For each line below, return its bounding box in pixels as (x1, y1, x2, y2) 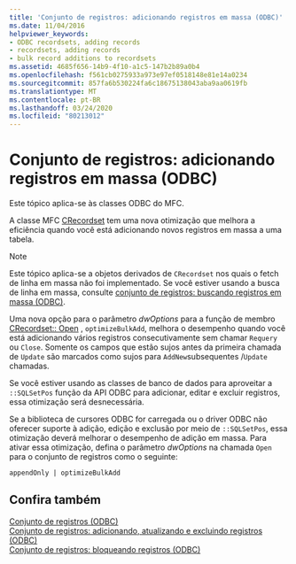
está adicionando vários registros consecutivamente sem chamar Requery (9, 333, 277, 344)
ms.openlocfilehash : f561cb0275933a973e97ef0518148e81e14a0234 (9, 71, 248, 80)
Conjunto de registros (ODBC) (9, 515, 119, 527)
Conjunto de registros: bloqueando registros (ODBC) (9, 544, 201, 554)
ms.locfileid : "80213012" (9, 112, 105, 120)
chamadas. (9, 360, 51, 372)
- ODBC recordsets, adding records (9, 37, 141, 47)
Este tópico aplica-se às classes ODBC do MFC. (9, 198, 184, 209)
